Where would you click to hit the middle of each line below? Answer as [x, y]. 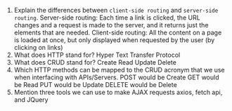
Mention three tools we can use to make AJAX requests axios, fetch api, [118, 92]
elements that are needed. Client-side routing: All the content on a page [118, 32]
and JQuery [31, 100]
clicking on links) [38, 47]
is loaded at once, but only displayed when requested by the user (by [114, 40]
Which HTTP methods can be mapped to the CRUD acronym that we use [119, 70]
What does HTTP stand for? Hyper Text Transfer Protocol [97, 55]
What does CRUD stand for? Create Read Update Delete [95, 62]
